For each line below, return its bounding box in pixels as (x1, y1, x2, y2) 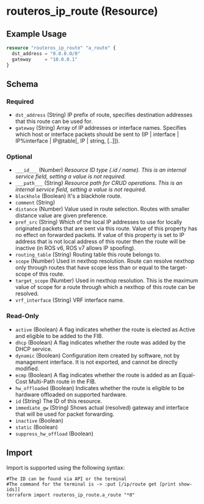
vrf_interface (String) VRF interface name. (15, 296, 125, 304)
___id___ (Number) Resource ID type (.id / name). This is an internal (15, 167, 187, 174)
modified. (15, 364, 40, 372)
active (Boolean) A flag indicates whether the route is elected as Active (15, 326, 195, 333)
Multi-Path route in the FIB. (28, 378, 97, 385)
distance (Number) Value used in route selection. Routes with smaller (15, 205, 190, 213)
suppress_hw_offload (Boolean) (15, 430, 93, 437)
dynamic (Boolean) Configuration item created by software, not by (15, 352, 180, 359)
